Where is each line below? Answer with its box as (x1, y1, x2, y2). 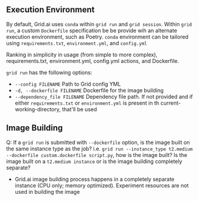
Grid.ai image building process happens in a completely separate (14, 175, 175, 183)
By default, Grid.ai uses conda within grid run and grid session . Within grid (6, 20, 192, 27)
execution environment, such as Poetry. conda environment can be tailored (6, 33, 189, 40)
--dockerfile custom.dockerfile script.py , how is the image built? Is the (6, 151, 188, 158)
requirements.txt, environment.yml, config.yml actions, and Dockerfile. (6, 57, 179, 64)
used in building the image (14, 188, 80, 195)
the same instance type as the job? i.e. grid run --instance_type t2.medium (6, 145, 193, 152)
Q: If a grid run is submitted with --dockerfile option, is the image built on (6, 139, 190, 146)
